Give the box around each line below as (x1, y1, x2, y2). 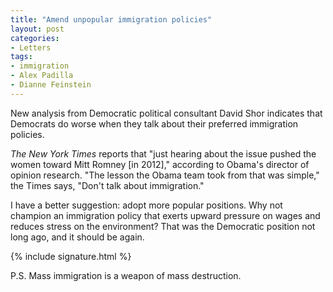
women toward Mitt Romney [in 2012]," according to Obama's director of (10, 158, 310, 170)
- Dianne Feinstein (10, 80, 92, 90)
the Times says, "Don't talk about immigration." (10, 179, 205, 191)
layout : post (10, 24, 65, 34)
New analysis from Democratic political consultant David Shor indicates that (10, 107, 323, 119)
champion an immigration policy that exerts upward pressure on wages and (10, 209, 321, 221)
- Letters (10, 42, 52, 53)
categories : (10, 33, 60, 43)
